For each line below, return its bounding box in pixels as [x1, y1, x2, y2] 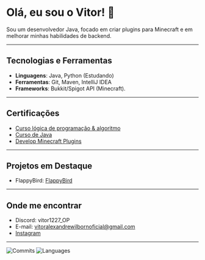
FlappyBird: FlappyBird [15, 177, 73, 184]
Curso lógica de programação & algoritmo [15, 125, 121, 132]
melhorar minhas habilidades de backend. [6, 32, 112, 39]
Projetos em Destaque [6, 161, 93, 171]
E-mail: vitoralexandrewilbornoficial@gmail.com [15, 223, 135, 231]
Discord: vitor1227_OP [15, 217, 70, 224]
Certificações [6, 108, 60, 118]
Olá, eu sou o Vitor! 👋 [6, 5, 115, 20]
